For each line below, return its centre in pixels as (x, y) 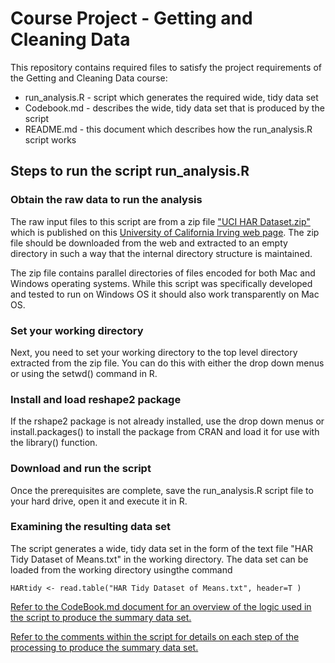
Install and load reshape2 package (96, 399)
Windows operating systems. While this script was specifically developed (161, 283)
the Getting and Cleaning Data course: (89, 78)
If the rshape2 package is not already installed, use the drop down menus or (167, 421)
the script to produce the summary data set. (101, 617)
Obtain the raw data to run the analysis (106, 200)
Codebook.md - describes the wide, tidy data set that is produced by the (174, 108)
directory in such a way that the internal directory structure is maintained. (161, 253)
